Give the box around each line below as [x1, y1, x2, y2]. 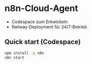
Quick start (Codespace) [4, 38, 81, 46]
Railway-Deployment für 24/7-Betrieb [11, 24, 87, 29]
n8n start [4, 55, 25, 60]
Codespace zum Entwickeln [11, 19, 68, 25]
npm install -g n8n [4, 51, 44, 55]
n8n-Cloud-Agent [4, 3, 78, 14]
